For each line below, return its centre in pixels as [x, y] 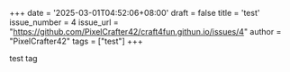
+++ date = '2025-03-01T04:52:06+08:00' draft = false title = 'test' [135, 13]
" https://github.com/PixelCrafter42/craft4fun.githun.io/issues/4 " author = [145, 32]
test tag [23, 58]
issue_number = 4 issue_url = [64, 22]
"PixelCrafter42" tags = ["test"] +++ [76, 41]
